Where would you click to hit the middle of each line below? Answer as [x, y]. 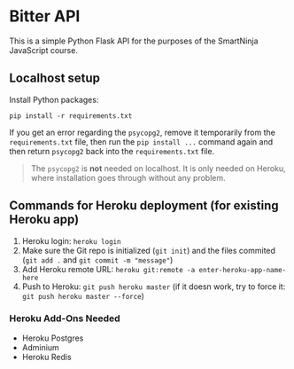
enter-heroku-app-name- [242, 270]
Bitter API [45, 16]
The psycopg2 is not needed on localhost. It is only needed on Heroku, [158, 168]
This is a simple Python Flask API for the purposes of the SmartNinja [134, 41]
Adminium [40, 347]
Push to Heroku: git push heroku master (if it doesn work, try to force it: [154, 287]
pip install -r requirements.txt [71, 116]
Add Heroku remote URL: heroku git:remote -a [108, 269]
